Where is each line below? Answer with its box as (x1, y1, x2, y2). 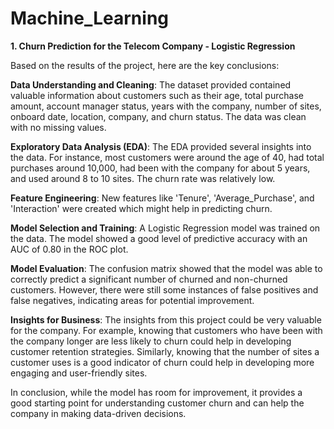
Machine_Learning (10, 7, 170, 30)
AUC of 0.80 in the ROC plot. (10, 243, 129, 255)
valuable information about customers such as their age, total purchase (10, 89, 304, 101)
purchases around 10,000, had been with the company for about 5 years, (10, 162, 311, 174)
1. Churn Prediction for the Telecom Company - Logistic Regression (10, 40, 296, 52)
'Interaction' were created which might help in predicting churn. (10, 202, 273, 214)
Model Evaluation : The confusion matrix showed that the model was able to (10, 262, 323, 274)
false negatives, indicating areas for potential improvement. (10, 294, 255, 306)
